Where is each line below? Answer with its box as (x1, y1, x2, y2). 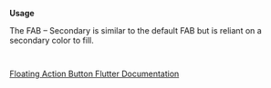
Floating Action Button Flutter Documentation (9, 68, 180, 79)
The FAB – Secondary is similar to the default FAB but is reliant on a (9, 25, 262, 35)
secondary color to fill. (9, 35, 94, 45)
